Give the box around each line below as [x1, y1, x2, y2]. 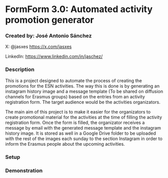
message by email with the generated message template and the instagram [5, 125, 161, 131]
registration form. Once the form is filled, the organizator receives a [5, 120, 145, 126]
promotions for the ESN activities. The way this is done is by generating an [5, 83, 160, 89]
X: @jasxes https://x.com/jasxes [5, 44, 72, 50]
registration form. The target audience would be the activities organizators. [5, 99, 161, 105]
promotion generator [5, 14, 94, 26]
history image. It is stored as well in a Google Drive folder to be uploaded [5, 130, 156, 136]
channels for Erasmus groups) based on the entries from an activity [5, 93, 145, 99]
